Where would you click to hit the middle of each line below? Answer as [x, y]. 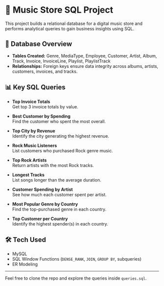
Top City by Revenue [33, 131]
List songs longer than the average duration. [57, 180]
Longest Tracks [28, 175]
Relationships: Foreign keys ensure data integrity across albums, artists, [85, 66]
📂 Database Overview [39, 44]
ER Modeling [25, 264]
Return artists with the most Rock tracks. [53, 165]
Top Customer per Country [40, 219]
